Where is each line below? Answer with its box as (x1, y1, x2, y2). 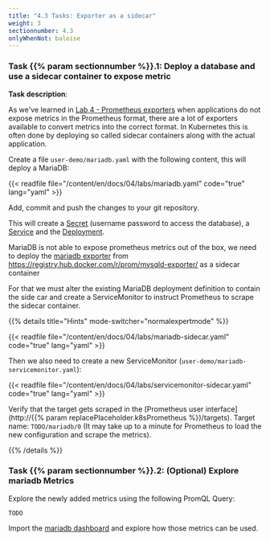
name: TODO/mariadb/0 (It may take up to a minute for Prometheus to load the (8, 421, 262, 431)
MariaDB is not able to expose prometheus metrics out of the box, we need (8, 242, 257, 252)
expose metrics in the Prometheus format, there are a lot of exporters (8, 113, 239, 123)
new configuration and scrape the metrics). (8, 429, 152, 439)
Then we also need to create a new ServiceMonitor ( (8, 355, 182, 366)
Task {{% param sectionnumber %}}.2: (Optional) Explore (8, 465, 239, 477)
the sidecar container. (8, 301, 81, 310)
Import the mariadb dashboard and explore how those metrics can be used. (8, 523, 259, 533)
